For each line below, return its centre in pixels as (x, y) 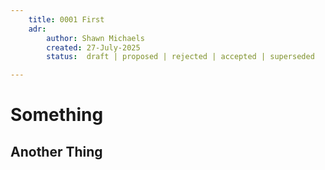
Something (57, 115)
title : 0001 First (66, 19)
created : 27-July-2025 (93, 47)
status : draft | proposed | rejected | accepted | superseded (180, 57)
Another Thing (56, 151)
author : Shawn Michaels (95, 38)
